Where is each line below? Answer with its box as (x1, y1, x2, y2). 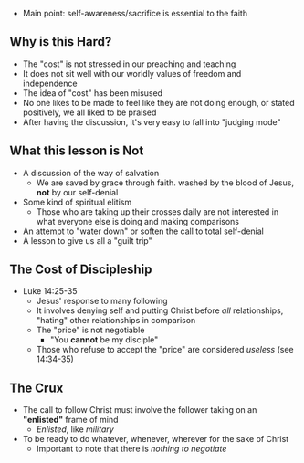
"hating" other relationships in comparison (36, 315, 196, 326)
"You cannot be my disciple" (49, 334, 159, 345)
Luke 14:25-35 (22, 286, 78, 297)
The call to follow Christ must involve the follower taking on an (22, 405, 257, 416)
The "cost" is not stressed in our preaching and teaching (22, 58, 236, 69)
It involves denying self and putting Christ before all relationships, (36, 305, 284, 316)
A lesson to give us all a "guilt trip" (22, 235, 152, 246)
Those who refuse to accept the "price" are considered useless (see (36, 344, 294, 355)
